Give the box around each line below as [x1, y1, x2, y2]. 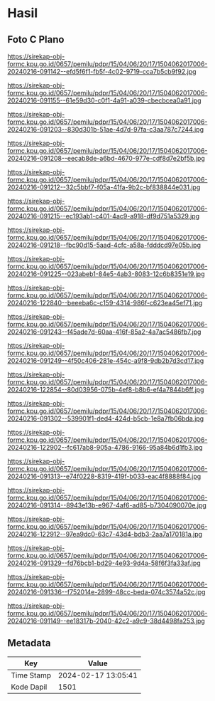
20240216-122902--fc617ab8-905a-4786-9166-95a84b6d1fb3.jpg [7, 443, 204, 451]
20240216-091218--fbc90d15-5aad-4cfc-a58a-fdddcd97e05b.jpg [7, 241, 201, 249]
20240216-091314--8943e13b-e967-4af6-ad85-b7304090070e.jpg [7, 501, 207, 510]
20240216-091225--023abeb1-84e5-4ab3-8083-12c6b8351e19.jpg [7, 270, 205, 278]
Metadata [7, 637, 51, 649]
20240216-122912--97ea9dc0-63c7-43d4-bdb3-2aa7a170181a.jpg [7, 530, 203, 538]
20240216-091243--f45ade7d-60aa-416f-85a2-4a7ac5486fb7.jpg [7, 327, 202, 336]
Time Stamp [11, 670, 52, 680]
